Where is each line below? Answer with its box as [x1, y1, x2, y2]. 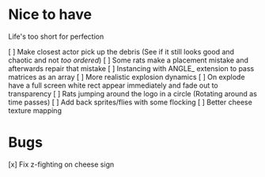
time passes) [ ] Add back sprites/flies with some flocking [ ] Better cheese [8, 97, 253, 107]
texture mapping [8, 105, 62, 115]
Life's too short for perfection [8, 32, 104, 41]
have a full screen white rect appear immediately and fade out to [8, 81, 219, 90]
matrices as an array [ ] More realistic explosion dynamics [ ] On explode [8, 72, 245, 81]
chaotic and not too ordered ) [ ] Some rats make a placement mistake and [8, 55, 249, 65]
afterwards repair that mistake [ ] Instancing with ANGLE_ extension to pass [8, 63, 255, 73]
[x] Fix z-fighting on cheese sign [8, 160, 115, 169]
